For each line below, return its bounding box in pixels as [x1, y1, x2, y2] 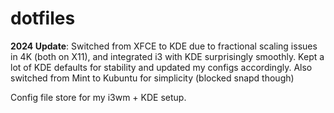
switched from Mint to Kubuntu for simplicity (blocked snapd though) [10, 72, 295, 84]
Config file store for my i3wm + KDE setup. [10, 91, 187, 103]
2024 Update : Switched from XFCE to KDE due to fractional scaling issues [10, 40, 318, 52]
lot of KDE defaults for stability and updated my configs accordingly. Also [10, 61, 313, 73]
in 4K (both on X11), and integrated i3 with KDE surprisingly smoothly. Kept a [10, 50, 325, 62]
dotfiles [10, 7, 76, 30]
